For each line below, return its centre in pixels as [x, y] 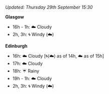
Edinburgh [16, 46]
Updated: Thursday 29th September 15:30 [49, 7]
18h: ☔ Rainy [26, 71]
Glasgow [15, 17]
